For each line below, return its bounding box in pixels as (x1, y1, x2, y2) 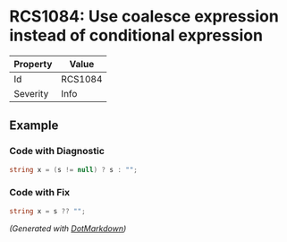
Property (13, 57, 53, 70)
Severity (13, 87, 49, 99)
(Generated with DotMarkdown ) (9, 222, 127, 234)
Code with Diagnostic (9, 145, 106, 158)
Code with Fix (9, 186, 71, 199)
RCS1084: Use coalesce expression (9, 6, 279, 27)
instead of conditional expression (9, 25, 264, 46)
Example (9, 118, 59, 134)
